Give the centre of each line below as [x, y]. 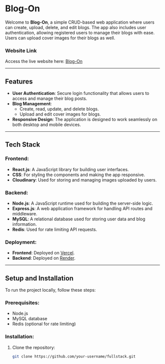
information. [24, 224]
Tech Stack [23, 145]
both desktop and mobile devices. [46, 125]
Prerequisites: [22, 303]
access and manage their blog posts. [50, 98]
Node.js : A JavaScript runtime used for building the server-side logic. [82, 203]
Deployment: [21, 242]
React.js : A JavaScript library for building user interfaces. [70, 169]
